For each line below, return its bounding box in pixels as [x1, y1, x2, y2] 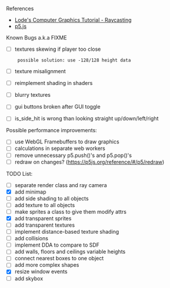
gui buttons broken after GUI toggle [14, 103, 101, 110]
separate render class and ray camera [14, 181, 107, 188]
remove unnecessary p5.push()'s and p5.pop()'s [14, 152, 132, 159]
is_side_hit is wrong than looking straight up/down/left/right [14, 115, 159, 122]
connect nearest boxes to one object [14, 255, 104, 262]
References [6, 5, 34, 12]
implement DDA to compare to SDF [14, 241, 100, 248]
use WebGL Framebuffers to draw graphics [14, 138, 119, 145]
